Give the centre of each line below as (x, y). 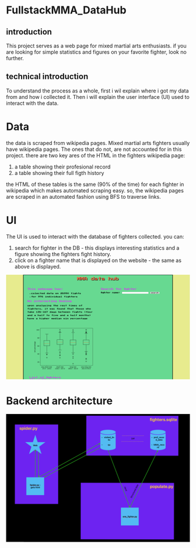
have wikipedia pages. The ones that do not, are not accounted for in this (94, 149)
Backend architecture (59, 401)
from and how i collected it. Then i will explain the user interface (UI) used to (98, 96)
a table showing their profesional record (62, 167)
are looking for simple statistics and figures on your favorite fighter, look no (96, 52)
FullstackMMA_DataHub (66, 10)
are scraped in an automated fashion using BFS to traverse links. (84, 197)
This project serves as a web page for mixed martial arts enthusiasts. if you (96, 46)
